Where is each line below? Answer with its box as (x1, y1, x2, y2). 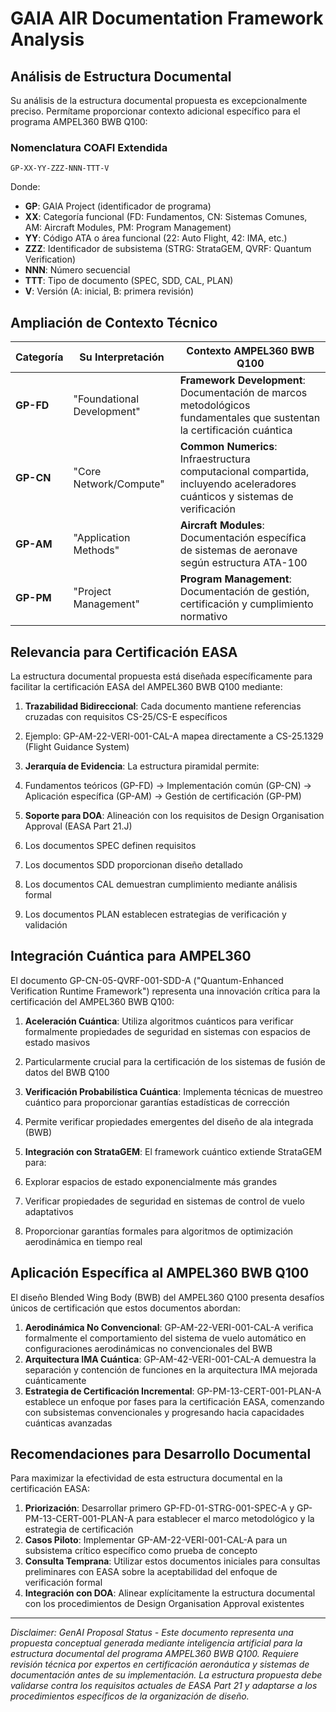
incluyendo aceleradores (179, 477, 297, 491)
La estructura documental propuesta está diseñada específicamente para (10, 670, 313, 682)
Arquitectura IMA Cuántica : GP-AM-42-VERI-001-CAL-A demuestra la (24, 1353, 317, 1365)
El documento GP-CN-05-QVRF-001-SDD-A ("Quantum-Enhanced (10, 974, 284, 986)
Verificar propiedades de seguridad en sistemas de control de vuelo (24, 1195, 305, 1207)
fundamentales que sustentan (179, 411, 321, 425)
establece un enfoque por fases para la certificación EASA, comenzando (24, 1395, 325, 1407)
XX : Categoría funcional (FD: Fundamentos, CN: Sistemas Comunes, (24, 211, 308, 223)
